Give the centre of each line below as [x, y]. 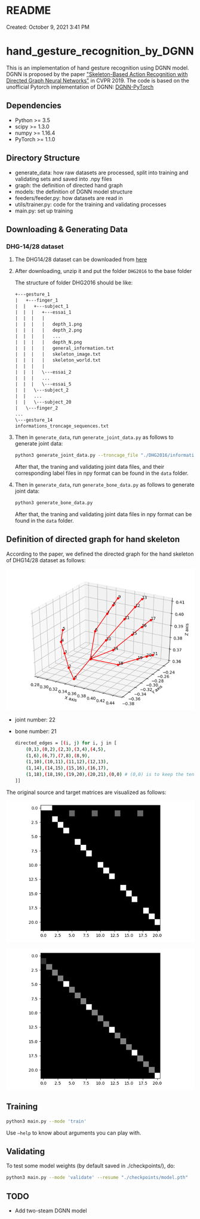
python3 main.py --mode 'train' [46, 1121]
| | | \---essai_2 [43, 372]
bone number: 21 [36, 731]
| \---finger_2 [36, 408]
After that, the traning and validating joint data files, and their [90, 467]
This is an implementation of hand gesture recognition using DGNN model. [98, 68]
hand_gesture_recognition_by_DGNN [100, 51]
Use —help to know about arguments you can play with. [74, 1133]
